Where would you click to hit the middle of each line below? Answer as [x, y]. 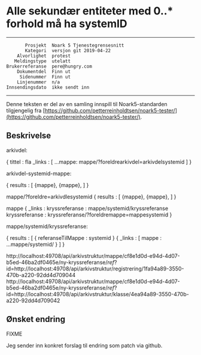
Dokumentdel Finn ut [44, 71]
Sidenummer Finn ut [45, 77]
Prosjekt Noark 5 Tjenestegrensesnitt [74, 45]
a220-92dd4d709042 [33, 300]
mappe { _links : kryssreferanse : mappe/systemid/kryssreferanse [87, 208]
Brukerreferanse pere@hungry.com [49, 66]
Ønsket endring [36, 319]
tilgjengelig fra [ [26, 110]
